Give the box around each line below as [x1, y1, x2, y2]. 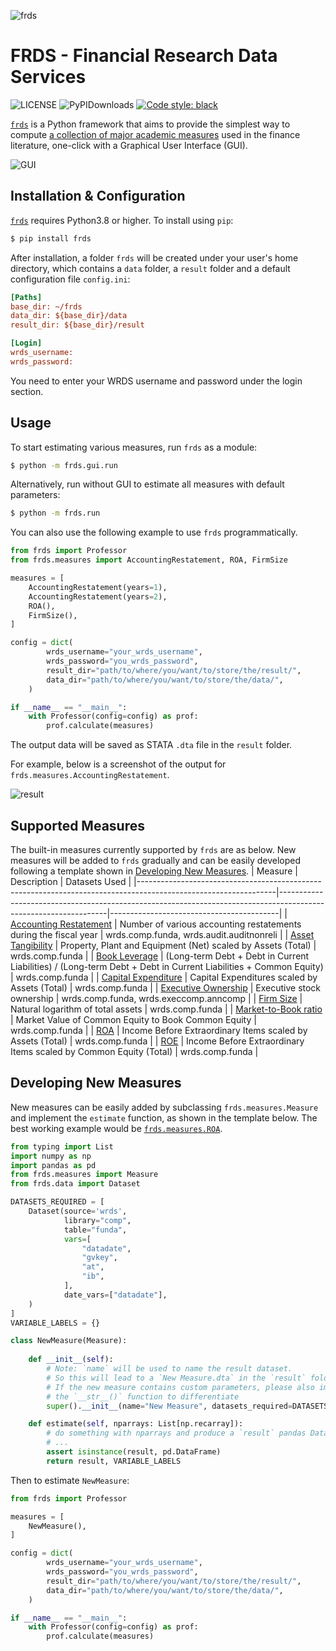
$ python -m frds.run [10, 508, 101, 519]
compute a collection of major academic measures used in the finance [10, 128, 301, 140]
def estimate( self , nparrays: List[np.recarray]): [28, 1419, 244, 1429]
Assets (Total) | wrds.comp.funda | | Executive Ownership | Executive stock [10, 982, 322, 994]
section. [10, 385, 44, 397]
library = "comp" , [63, 1215, 132, 1225]
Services [10, 66, 87, 89]
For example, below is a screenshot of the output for [10, 758, 227, 770]
